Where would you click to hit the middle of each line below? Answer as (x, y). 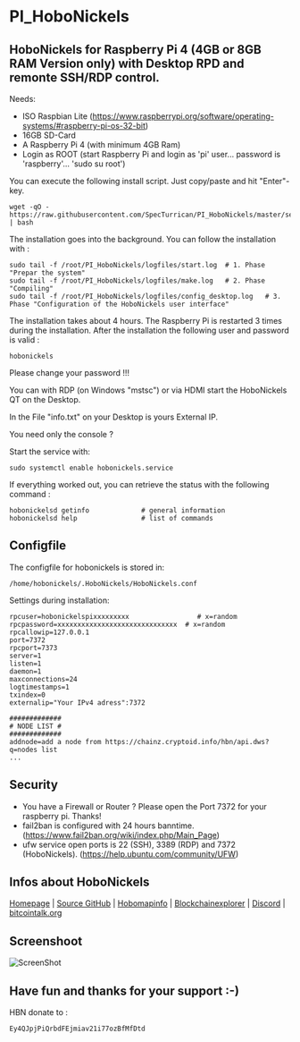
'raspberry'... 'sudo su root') (74, 164)
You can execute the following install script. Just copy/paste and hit (133, 181)
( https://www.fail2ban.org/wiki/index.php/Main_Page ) (121, 834)
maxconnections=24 (43, 679)
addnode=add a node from (55, 741)
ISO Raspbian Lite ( (57, 116)
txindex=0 (28, 695)
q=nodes (24, 750)
